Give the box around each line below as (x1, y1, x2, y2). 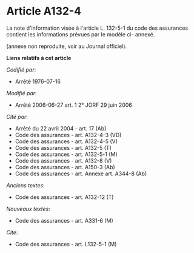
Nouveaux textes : (6, 205, 50, 212)
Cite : (6, 229, 18, 236)
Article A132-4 (6, 4, 82, 18)
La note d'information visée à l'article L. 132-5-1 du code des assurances (6, 24, 189, 32)
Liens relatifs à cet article (6, 54, 72, 61)
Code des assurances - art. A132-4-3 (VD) (15, 131, 122, 138)
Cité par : (6, 113, 28, 120)
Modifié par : (6, 89, 38, 96)
